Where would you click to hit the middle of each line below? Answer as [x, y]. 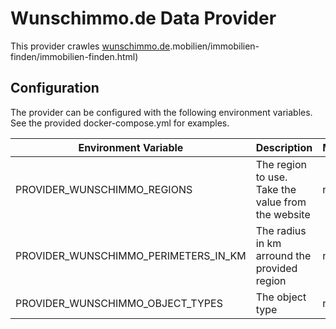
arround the [283, 255]
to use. [271, 177]
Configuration [55, 88]
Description [284, 147]
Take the [276, 189]
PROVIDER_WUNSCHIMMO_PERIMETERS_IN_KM [131, 255]
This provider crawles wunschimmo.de [90, 46]
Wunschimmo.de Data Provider [143, 18]
